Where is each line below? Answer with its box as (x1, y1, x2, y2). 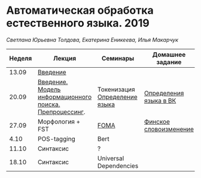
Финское (144, 117, 170, 126)
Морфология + (38, 117, 81, 126)
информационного (38, 92, 92, 101)
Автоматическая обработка (6, 4, 154, 17)
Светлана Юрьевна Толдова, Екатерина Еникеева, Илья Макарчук (6, 36, 178, 43)
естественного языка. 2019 (6, 16, 150, 30)
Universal (98, 154, 124, 162)
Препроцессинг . (38, 107, 86, 116)
